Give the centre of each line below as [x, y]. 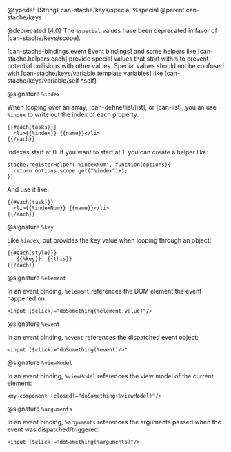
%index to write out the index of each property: [73, 114]
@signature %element [37, 278]
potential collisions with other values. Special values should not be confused [115, 66]
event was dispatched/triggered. [53, 429]
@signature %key [30, 227]
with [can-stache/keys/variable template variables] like [85, 73]
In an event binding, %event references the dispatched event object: [103, 337]
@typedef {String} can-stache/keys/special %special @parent [96, 10]
